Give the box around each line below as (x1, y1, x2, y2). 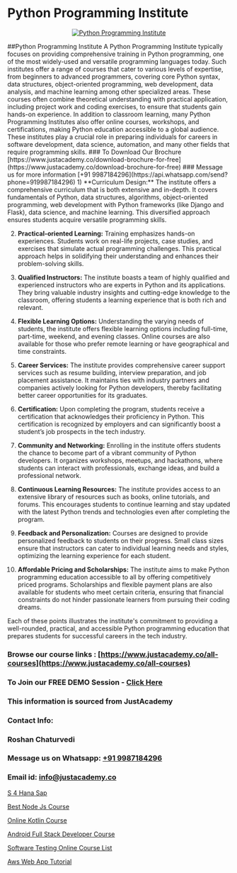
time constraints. (17, 347, 67, 355)
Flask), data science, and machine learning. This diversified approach (7, 208, 210, 216)
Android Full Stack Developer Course (7, 830, 115, 838)
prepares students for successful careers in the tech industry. (7, 631, 187, 640)
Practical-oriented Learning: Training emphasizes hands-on (17, 229, 195, 238)
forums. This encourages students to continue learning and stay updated (17, 500, 231, 508)
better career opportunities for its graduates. (17, 391, 148, 399)
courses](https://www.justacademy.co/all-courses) (7, 658, 191, 668)
